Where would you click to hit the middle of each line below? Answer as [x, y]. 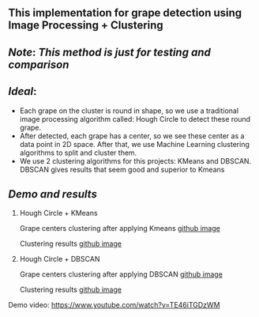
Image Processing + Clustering [86, 26]
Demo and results [53, 194]
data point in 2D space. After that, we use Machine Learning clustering [135, 144]
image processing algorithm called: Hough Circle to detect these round [135, 119]
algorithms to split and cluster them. [78, 153]
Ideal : [23, 91]
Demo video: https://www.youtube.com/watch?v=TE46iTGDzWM [114, 305]
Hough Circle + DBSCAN [60, 259]
